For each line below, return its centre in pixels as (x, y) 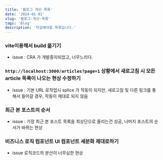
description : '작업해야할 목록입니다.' (41, 28)
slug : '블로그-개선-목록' (28, 19)
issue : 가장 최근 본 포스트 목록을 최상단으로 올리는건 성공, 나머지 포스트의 (82, 121)
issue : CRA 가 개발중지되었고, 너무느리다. (52, 57)
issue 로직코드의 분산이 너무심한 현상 (47, 153)
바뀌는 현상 (32, 128)
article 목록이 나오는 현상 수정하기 (43, 79)
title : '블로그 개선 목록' (29, 10)
